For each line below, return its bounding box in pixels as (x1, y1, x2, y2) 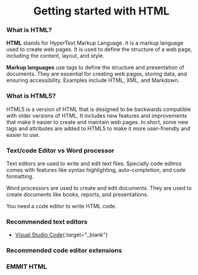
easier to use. (6, 131, 40, 138)
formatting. (6, 173, 34, 180)
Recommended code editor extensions (6, 246, 123, 254)
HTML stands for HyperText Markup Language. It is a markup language (6, 39, 184, 46)
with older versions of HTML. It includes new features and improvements (6, 112, 187, 119)
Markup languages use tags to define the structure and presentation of (6, 64, 185, 71)
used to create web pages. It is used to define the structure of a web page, (6, 46, 193, 53)
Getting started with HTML (33, 4, 170, 18)
